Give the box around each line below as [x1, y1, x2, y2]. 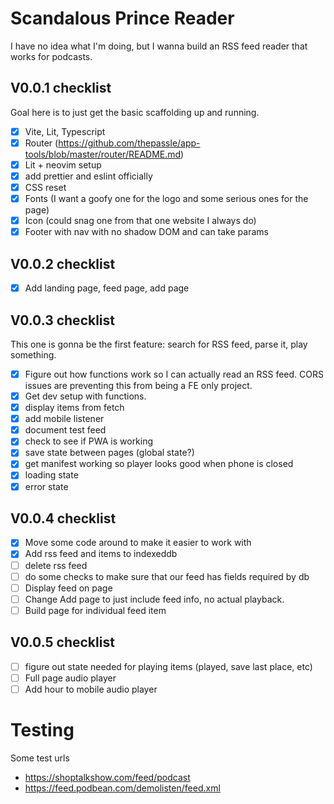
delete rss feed [24, 559, 88, 571]
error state [24, 480, 69, 492]
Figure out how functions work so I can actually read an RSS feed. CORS [24, 368, 324, 380]
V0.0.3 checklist [10, 312, 116, 329]
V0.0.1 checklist [10, 80, 112, 97]
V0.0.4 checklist [10, 510, 117, 527]
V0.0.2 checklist [10, 255, 116, 272]
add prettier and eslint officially [24, 170, 153, 182]
